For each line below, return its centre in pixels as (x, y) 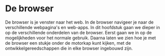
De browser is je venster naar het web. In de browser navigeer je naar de (80, 22)
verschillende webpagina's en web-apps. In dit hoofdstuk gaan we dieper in (82, 27)
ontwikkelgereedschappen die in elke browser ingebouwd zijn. (69, 48)
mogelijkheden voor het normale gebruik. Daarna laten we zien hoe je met (81, 38)
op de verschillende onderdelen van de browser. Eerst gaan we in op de (79, 32)
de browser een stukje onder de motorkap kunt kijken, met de (68, 43)
